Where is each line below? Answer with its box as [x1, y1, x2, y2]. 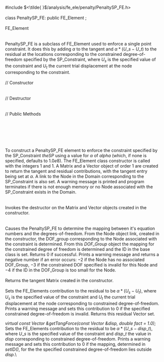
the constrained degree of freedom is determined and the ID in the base [5, 246, 150, 252]
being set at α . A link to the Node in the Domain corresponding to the [5, 173, 144, 179]
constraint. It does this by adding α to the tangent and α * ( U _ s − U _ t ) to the [5, 46, 157, 52]
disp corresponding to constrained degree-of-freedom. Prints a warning [5, 336, 151, 342]
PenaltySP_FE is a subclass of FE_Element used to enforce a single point [5, 41, 152, 47]
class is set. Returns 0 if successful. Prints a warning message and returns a [5, 251, 159, 257]
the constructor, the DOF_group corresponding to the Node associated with [5, 236, 158, 241]
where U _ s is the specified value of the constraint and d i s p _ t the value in [5, 331, 152, 337]
